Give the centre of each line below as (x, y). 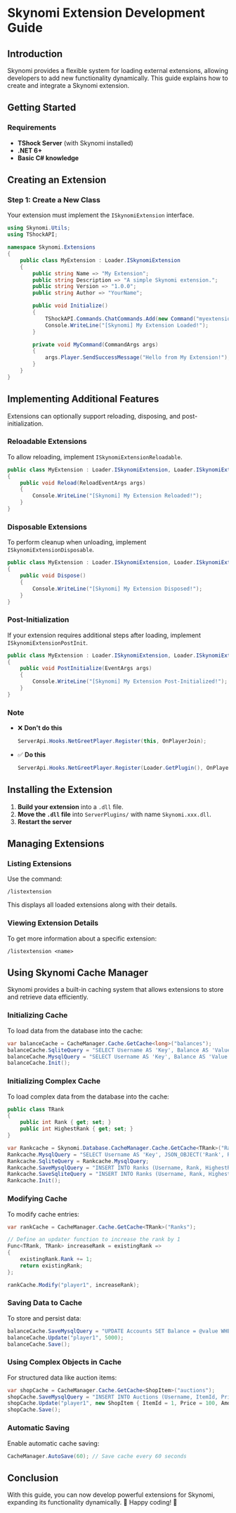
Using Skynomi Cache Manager (78, 973)
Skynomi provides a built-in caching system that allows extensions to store (116, 990)
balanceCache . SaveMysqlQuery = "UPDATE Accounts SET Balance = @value (113, 1331)
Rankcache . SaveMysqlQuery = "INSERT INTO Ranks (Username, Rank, (105, 1167)
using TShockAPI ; (33, 235)
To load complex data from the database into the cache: (88, 1096)
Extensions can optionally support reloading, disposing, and (94, 416)
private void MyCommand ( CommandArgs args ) (96, 345)
